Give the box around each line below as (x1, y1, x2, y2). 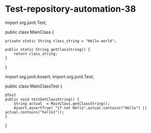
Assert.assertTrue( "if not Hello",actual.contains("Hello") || (14, 105, 147, 111)
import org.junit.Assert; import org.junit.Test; (5, 73, 94, 79)
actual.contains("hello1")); (5, 110, 64, 114)
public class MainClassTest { (5, 83, 62, 89)
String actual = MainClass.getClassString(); (14, 101, 110, 106)
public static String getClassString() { (5, 47, 91, 52)
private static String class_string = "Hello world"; (5, 38, 117, 44)
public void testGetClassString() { (5, 97, 79, 102)
